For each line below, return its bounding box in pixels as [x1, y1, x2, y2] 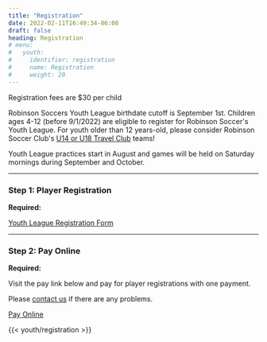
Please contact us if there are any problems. [8, 294, 153, 304]
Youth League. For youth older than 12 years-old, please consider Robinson [8, 125, 255, 134]
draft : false [8, 26, 52, 34]
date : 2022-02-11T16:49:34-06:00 [8, 19, 119, 27]
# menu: [8, 41, 34, 49]
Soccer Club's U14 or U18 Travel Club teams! [8, 133, 155, 143]
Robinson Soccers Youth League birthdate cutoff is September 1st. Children [8, 108, 256, 118]
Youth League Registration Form [8, 218, 114, 227]
